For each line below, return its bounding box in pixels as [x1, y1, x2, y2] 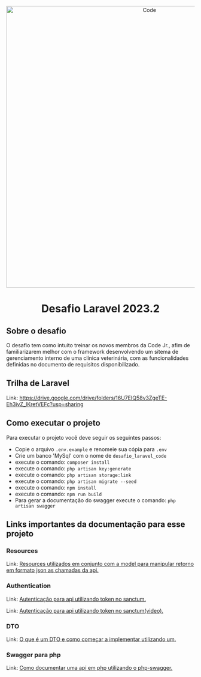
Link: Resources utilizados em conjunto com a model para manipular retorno [6, 560, 194, 568]
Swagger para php [6, 651, 61, 659]
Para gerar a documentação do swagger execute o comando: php [14, 496, 176, 504]
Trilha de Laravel [6, 378, 70, 389]
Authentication [6, 581, 51, 590]
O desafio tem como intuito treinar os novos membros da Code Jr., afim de [6, 342, 190, 348]
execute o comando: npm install [14, 484, 97, 491]
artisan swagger [14, 503, 56, 509]
